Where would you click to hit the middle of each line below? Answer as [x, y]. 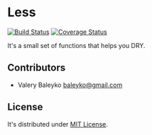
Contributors [37, 68]
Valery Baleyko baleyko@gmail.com [70, 85]
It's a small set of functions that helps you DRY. [76, 45]
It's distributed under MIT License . [58, 124]
